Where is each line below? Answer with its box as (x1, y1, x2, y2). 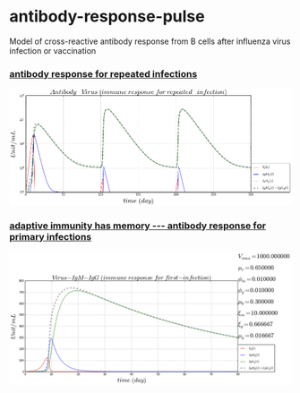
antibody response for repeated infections (9, 67, 198, 80)
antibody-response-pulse (9, 6, 205, 27)
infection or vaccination (9, 45, 97, 56)
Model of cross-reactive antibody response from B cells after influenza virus (9, 36, 291, 47)
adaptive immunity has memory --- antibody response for (9, 219, 267, 232)
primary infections (9, 230, 92, 243)
